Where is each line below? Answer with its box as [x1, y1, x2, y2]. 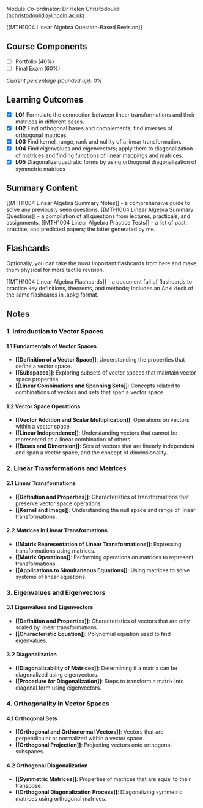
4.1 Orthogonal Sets [6, 715, 57, 722]
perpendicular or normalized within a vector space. [15, 735, 144, 742]
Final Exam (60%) [15, 64, 61, 72]
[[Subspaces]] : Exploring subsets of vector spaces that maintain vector [15, 369, 197, 376]
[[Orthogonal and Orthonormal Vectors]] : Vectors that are [15, 728, 164, 736]
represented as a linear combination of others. [15, 436, 133, 443]
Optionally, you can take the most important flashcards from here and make [6, 259, 197, 266]
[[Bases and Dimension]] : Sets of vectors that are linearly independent [15, 442, 195, 450]
